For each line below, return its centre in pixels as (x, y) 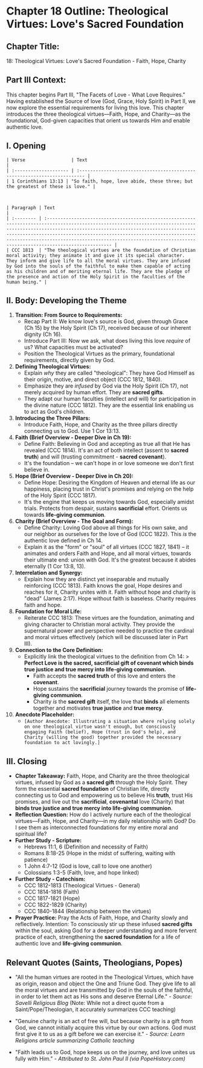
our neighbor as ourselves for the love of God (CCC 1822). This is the (110, 534)
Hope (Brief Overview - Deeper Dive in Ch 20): (74, 476)
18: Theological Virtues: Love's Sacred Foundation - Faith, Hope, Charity (96, 61)
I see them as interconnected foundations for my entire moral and (96, 828)
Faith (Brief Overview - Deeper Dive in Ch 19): (73, 437)
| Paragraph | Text (31, 207)
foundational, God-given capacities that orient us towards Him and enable (98, 120)
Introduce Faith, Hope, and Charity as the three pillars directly (101, 425)
